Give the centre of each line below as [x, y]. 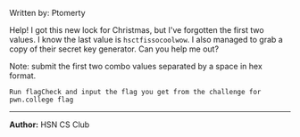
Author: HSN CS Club [50, 125]
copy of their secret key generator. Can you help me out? [114, 49]
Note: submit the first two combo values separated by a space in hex [136, 66]
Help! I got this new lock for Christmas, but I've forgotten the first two [137, 30]
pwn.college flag [42, 100]
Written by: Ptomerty [48, 13]
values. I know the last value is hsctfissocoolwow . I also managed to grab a [146, 40]
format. [23, 76]
